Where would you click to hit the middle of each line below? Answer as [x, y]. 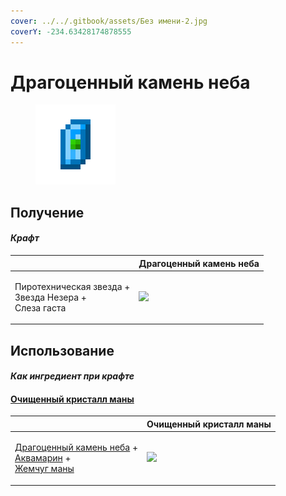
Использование [62, 350]
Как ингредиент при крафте [72, 376]
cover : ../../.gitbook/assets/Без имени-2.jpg [109, 21]
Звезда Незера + [50, 297]
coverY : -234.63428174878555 [71, 31]
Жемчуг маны [44, 469]
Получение [47, 212]
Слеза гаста [40, 307]
